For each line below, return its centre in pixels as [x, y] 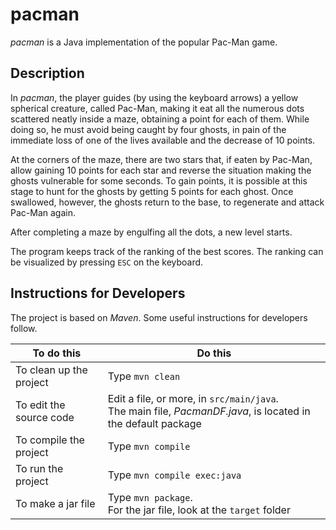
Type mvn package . [150, 497]
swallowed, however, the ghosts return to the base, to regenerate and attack [167, 202]
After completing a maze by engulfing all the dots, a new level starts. [151, 232]
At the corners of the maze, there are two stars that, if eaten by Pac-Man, [161, 159]
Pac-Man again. [43, 212]
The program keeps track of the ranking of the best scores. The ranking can [167, 251]
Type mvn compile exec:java [174, 475]
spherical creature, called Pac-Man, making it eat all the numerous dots [157, 108]
